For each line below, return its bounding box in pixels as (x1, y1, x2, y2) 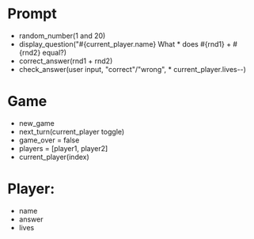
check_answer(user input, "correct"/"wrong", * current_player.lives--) (18, 64, 247, 74)
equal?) (42, 47, 67, 57)
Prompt (7, 5, 57, 23)
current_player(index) (18, 152, 90, 161)
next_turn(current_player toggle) (18, 127, 125, 136)
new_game (18, 118, 55, 127)
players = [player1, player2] (18, 143, 108, 153)
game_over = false (18, 135, 80, 145)
